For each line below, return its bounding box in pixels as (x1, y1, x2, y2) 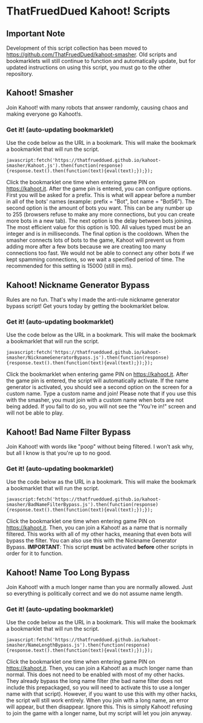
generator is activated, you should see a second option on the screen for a (6, 384, 193, 391)
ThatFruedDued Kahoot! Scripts (6, 4, 171, 18)
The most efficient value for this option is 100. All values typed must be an (6, 224, 191, 231)
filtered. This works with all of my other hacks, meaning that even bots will (6, 530, 192, 538)
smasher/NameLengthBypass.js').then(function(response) (6, 642, 150, 648)
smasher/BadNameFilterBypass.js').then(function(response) (6, 502, 159, 508)
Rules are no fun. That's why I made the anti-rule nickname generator (6, 296, 180, 303)
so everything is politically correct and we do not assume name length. (6, 590, 183, 598)
